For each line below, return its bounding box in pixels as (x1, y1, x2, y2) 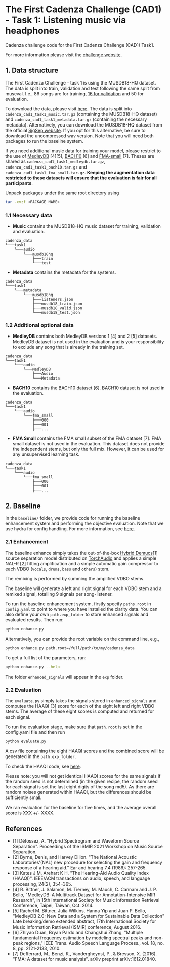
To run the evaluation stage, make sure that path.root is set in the (5, 724, 143, 730)
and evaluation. (12, 228, 45, 234)
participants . (5, 180, 33, 186)
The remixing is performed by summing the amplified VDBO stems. (5, 576, 145, 582)
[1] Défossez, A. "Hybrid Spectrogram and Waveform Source (12, 837, 139, 844)
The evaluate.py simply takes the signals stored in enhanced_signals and (5, 698, 157, 704)
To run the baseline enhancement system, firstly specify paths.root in (5, 601, 151, 607)
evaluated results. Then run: (5, 617, 64, 623)
